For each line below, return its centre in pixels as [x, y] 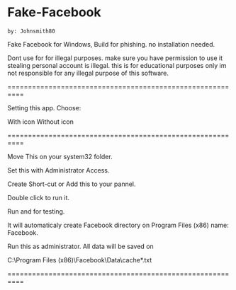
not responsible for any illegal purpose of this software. [88, 73]
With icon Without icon [41, 122]
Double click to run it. [38, 197]
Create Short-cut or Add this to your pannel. [72, 184]
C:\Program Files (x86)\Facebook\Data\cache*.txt [80, 260]
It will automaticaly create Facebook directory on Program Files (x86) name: [118, 225]
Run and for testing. [36, 211]
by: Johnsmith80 [31, 31]
